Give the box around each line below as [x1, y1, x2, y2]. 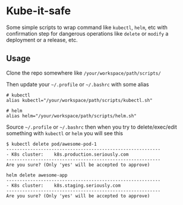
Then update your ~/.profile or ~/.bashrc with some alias [6, 81, 150, 88]
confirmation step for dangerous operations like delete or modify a [6, 30, 169, 37]
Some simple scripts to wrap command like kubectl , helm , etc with [6, 24, 168, 31]
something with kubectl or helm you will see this [6, 129, 124, 137]
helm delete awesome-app [6, 172, 68, 178]
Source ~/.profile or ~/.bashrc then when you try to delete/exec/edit [6, 123, 177, 130]
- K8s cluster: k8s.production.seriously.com [6, 151, 129, 158]
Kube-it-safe [6, 4, 71, 18]
